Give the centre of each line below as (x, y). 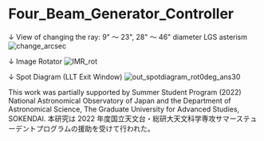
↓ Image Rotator (35, 61)
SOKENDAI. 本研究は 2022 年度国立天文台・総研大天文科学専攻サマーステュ (133, 118)
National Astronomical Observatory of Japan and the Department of (120, 100)
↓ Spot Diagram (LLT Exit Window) (65, 76)
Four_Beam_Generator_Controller (121, 14)
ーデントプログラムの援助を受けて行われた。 (81, 128)
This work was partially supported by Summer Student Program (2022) (125, 92)
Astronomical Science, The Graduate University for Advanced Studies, (124, 109)
